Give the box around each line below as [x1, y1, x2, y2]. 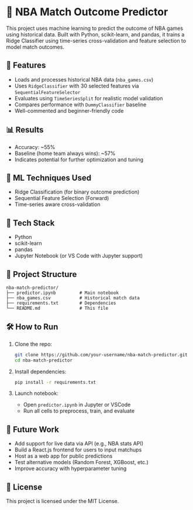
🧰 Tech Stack [6, 218, 55, 228]
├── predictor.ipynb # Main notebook [6, 290, 119, 296]
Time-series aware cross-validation [14, 201, 101, 208]
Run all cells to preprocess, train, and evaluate [23, 407, 135, 414]
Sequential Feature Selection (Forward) [14, 195, 109, 202]
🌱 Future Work [6, 424, 60, 434]
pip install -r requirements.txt [14, 379, 96, 385]
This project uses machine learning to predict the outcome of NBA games [6, 25, 183, 32]
